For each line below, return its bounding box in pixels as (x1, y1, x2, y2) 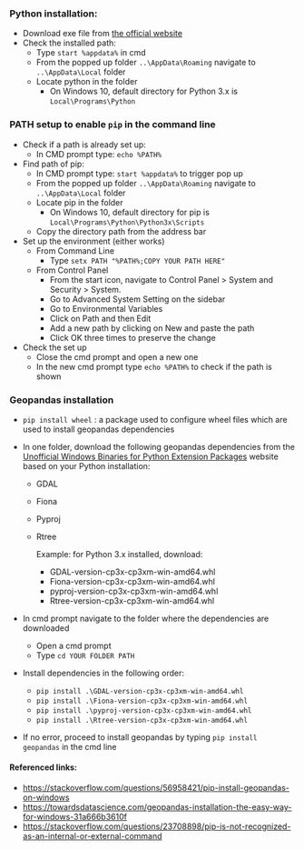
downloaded (22, 622, 70, 634)
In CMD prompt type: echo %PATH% (35, 148, 162, 159)
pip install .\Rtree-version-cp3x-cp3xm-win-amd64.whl (35, 715, 248, 725)
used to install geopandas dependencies (22, 424, 175, 435)
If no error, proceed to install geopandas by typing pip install (22, 731, 258, 743)
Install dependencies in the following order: (22, 667, 184, 678)
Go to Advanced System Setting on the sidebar (49, 294, 226, 305)
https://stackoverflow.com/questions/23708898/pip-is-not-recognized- (22, 821, 291, 832)
